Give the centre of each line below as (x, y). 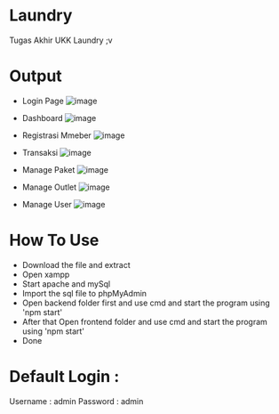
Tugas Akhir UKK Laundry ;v (61, 40)
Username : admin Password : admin (76, 401)
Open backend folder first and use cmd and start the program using (146, 303)
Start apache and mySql (66, 284)
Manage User (47, 204)
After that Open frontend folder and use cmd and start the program (145, 321)
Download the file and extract (76, 264)
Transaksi (40, 152)
